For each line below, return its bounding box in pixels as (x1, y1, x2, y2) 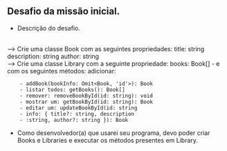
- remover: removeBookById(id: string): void (19, 92, 154, 99)
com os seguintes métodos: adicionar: (7, 66, 116, 75)
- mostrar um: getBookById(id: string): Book (19, 98, 154, 105)
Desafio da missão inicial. (7, 6, 120, 17)
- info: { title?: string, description (19, 110, 135, 117)
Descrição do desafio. (17, 24, 81, 32)
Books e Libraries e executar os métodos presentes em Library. (17, 136, 199, 144)
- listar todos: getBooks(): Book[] (19, 86, 126, 93)
